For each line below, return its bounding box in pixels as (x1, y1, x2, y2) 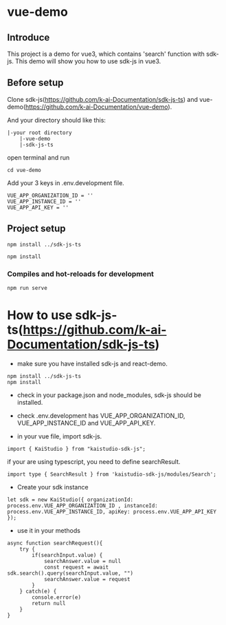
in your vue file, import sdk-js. (16, 432, 102, 441)
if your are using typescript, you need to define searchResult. (7, 457, 181, 465)
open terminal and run (7, 153, 70, 162)
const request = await (43, 564, 109, 571)
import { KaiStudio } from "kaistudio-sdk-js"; (7, 445, 146, 452)
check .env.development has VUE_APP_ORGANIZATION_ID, (16, 411, 185, 420)
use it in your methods (16, 526, 81, 534)
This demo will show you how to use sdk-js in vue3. (14, 57, 161, 65)
